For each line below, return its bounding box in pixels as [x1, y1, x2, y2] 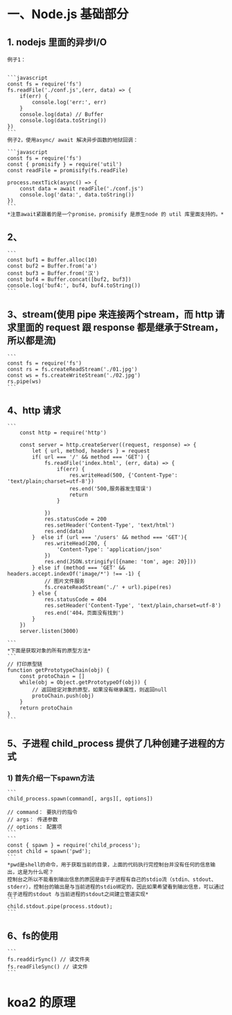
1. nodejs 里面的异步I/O [7, 36, 107, 48]
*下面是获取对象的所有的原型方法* [7, 647, 91, 654]
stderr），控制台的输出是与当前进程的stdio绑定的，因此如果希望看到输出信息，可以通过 [7, 884, 224, 891]
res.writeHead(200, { [44, 540, 107, 547]
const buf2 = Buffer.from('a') [7, 262, 98, 270]
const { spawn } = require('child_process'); [7, 842, 141, 849]
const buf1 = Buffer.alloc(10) [7, 256, 98, 263]
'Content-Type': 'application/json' [56, 546, 163, 553]
